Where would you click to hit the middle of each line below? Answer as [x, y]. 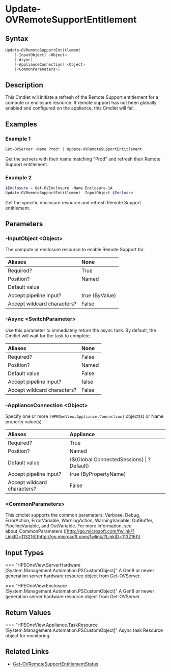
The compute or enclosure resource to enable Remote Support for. [75, 250]
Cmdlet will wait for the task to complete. [48, 335]
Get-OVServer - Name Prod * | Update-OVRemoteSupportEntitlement [74, 149]
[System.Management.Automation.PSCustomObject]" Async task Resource [84, 630]
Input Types [25, 553]
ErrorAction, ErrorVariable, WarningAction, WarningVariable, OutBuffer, [79, 521]
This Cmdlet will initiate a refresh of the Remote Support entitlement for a [82, 97]
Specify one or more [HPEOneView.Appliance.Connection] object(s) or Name [84, 416]
